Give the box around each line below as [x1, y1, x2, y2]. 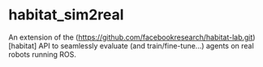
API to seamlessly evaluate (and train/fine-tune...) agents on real [38, 40, 254, 50]
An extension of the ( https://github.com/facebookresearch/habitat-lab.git [8, 32, 253, 42]
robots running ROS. [8, 49, 77, 59]
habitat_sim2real [8, 6, 124, 24]
